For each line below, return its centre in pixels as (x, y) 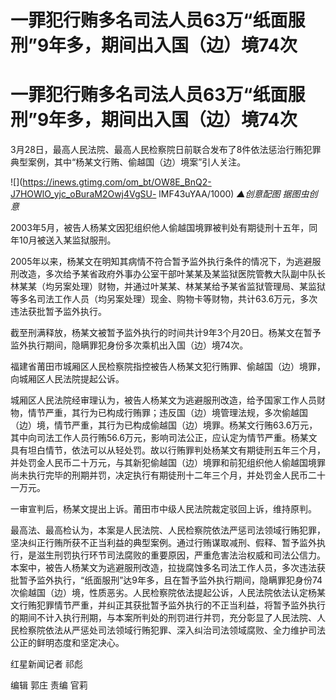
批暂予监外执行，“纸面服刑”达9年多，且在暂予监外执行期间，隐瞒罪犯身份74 (166, 580)
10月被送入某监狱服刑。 (67, 240)
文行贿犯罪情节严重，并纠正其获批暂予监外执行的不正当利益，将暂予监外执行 (168, 605)
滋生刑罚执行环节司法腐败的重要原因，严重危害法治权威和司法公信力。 (181, 555)
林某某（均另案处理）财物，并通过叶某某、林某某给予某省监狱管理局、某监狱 (168, 287)
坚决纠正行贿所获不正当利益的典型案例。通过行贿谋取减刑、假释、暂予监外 (163, 543)
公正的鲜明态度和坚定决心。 (67, 643)
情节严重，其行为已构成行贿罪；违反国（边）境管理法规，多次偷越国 (167, 413)
